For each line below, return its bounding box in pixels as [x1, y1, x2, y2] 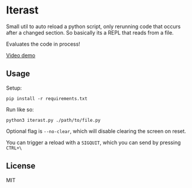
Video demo [6, 52, 36, 59]
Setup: [6, 84, 22, 91]
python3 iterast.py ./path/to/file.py [6, 117, 101, 123]
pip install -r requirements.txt [6, 95, 88, 101]
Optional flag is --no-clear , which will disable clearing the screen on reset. [6, 127, 186, 135]
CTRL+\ [6, 145, 22, 151]
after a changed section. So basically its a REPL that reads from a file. [6, 29, 174, 36]
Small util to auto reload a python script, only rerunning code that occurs [6, 23, 181, 30]
